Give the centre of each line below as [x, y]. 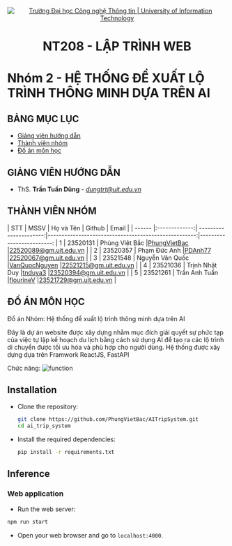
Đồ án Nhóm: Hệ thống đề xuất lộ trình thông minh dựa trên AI [96, 318]
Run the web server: [46, 509]
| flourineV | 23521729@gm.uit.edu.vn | [62, 280]
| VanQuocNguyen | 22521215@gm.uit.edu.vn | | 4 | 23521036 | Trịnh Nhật [112, 265]
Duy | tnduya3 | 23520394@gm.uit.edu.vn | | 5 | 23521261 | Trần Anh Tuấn [113, 272]
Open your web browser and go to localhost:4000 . [90, 535]
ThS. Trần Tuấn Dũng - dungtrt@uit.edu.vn [79, 189]
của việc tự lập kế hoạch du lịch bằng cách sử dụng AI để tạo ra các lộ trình [116, 339]
